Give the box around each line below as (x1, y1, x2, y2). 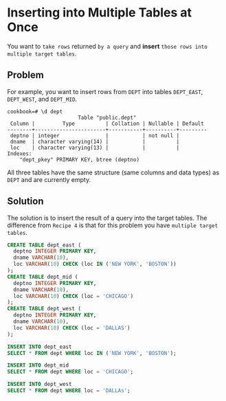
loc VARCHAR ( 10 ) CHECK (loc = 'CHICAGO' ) (13, 293, 134, 299)
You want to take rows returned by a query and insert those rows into (7, 42, 208, 50)
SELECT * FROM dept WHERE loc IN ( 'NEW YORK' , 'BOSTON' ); (7, 350, 177, 356)
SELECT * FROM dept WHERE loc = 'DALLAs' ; (7, 387, 131, 394)
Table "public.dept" (78, 114, 137, 121)
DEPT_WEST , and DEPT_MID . (7, 95, 78, 103)
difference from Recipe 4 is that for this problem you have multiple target (7, 221, 218, 229)
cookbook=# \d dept (7, 108, 63, 115)
